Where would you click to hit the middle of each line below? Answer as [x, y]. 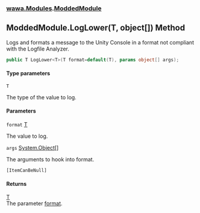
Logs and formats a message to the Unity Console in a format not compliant [100, 42]
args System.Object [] [33, 148]
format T [17, 125]
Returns [17, 184]
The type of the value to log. [41, 97]
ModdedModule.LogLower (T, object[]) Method [96, 28]
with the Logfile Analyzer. [38, 49]
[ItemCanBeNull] [27, 171]
